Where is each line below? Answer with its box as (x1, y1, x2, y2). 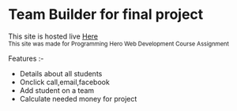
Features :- (8, 54, 44, 63)
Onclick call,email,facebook (19, 77, 111, 87)
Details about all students (19, 68, 103, 78)
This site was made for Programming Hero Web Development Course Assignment (8, 39, 229, 48)
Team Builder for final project (8, 6, 204, 24)
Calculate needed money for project (19, 94, 137, 103)
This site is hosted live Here (8, 31, 99, 41)
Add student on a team (19, 85, 95, 95)
